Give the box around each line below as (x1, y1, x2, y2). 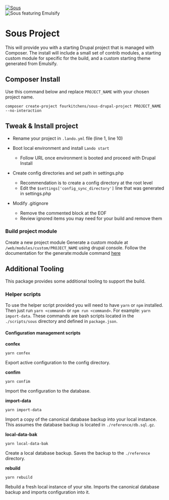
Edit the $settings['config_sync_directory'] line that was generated (20, 185, 164, 191)
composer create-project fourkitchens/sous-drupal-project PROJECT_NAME (5, 103, 161, 108)
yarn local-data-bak (5, 441, 49, 447)
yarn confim (5, 379, 30, 384)
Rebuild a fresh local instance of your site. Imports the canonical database (5, 484, 160, 490)
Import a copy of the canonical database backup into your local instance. (5, 416, 157, 422)
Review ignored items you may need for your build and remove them (20, 215, 162, 221)
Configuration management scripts (5, 329, 81, 336)
